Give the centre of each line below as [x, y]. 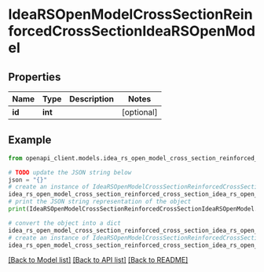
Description [92, 99]
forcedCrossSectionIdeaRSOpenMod [132, 31]
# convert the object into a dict [65, 223]
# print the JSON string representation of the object [100, 202]
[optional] [139, 112]
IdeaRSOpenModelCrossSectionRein [130, 15]
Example [30, 140]
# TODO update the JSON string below [70, 172]
